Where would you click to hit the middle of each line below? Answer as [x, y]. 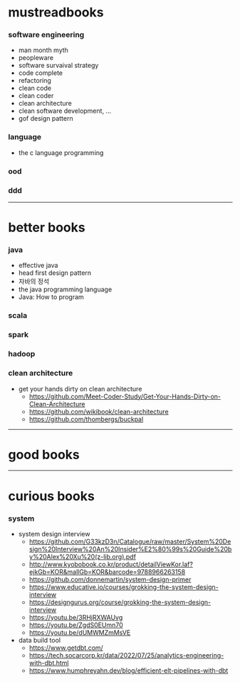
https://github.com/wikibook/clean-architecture [99, 411]
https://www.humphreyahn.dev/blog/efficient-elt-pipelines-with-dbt [129, 670]
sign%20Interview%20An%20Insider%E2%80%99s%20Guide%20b [130, 549]
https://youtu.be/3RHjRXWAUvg [76, 617]
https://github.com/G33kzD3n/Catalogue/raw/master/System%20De [130, 541]
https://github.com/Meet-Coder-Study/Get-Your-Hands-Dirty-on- [125, 396]
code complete [41, 73]
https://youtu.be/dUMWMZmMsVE [80, 632]
